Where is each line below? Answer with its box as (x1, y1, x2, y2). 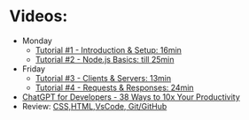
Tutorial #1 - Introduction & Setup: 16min (35, 44, 182, 55)
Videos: (9, 6, 68, 26)
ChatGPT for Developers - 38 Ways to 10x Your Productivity (21, 91, 241, 102)
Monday (21, 35, 53, 46)
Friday (21, 64, 46, 74)
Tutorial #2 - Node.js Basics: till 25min (35, 54, 175, 64)
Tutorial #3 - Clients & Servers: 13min (35, 72, 171, 83)
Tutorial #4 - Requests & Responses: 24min (35, 82, 194, 93)
